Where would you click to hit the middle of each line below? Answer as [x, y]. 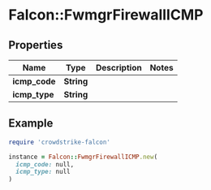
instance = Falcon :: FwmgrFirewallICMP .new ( [83, 157]
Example [31, 123]
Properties [36, 45]
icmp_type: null [43, 172]
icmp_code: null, [45, 164]
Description [119, 68]
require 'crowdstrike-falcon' [60, 142]
